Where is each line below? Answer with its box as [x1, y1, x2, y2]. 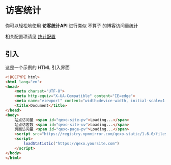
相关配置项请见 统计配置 [5, 33, 56, 39]
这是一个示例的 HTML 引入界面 [5, 64, 70, 70]
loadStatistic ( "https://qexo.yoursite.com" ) [23, 141, 120, 146]
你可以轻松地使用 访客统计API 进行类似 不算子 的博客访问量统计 [5, 22, 138, 29]
